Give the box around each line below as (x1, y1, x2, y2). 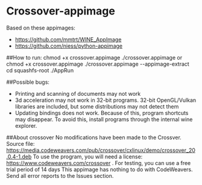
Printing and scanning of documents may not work (14, 90, 141, 97)
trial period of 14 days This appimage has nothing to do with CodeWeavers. (6, 166, 193, 173)
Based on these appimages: (6, 24, 75, 31)
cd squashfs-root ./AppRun (6, 66, 74, 74)
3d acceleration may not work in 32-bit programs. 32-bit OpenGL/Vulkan (14, 96, 197, 104)
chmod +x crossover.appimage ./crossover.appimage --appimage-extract (6, 60, 190, 67)
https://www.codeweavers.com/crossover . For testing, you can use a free (6, 159, 191, 166)
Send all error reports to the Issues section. (6, 172, 114, 179)
